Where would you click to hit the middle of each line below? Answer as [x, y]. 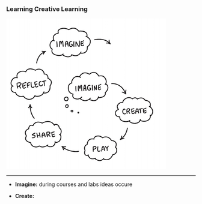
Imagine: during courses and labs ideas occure [74, 184]
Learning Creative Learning [47, 9]
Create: [25, 196]
